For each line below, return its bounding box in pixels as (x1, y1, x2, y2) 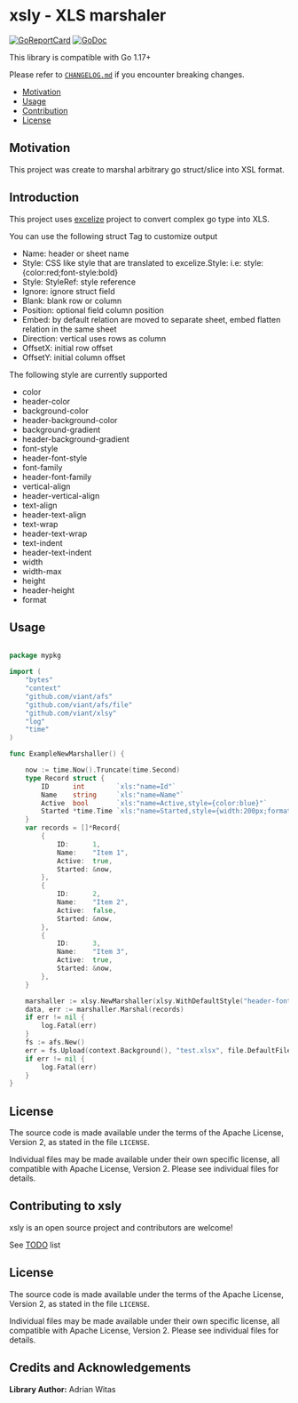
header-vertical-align (21, 490, 100, 501)
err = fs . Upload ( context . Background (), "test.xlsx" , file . (25, 1046, 248, 1054)
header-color (21, 396, 71, 406)
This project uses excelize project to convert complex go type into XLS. (9, 213, 271, 224)
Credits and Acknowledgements (9, 1360, 192, 1375)
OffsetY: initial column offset (21, 352, 126, 363)
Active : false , (56, 906, 117, 915)
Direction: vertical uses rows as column (21, 333, 167, 343)
